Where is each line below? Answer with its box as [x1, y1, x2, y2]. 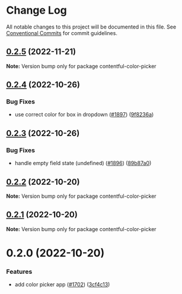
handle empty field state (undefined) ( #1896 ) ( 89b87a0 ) [14, 160, 152, 167]
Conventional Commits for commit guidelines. [6, 29, 117, 36]
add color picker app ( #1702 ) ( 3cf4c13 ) [14, 281, 110, 288]
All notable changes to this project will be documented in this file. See [6, 23, 177, 30]
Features [6, 267, 33, 276]
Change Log [6, 4, 67, 17]
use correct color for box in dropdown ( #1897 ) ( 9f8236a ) [14, 111, 154, 118]
